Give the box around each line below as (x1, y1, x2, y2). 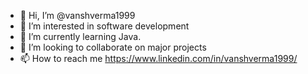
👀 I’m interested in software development (19, 20, 190, 32)
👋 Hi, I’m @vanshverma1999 (19, 10, 136, 21)
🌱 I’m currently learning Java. (19, 31, 142, 42)
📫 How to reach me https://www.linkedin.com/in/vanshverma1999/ (19, 53, 298, 64)
